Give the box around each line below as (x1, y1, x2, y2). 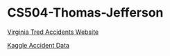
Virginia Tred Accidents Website (7, 28, 99, 36)
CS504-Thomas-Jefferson (7, 5, 164, 21)
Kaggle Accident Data (7, 41, 69, 49)
